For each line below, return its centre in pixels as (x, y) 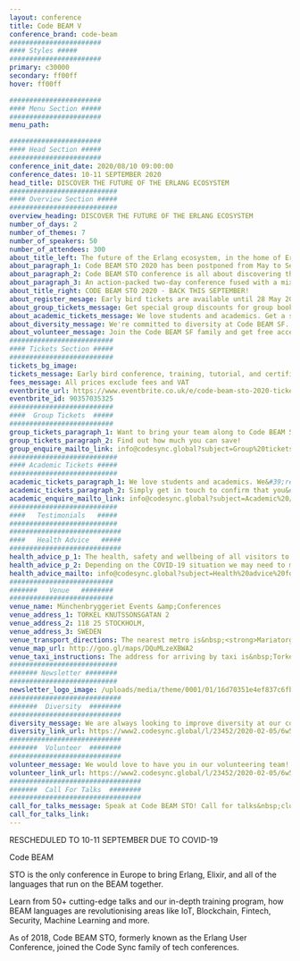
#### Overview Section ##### (63, 199)
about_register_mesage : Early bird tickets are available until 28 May (145, 299)
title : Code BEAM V (46, 26)
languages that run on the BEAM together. (86, 884)
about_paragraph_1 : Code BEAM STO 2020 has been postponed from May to (145, 266)
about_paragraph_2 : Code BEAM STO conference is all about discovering (145, 274)
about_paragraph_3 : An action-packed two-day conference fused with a (143, 282)
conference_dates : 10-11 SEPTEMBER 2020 (86, 174)
